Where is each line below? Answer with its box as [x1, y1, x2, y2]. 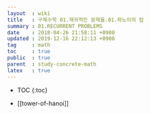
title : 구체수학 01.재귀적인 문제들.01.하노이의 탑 [7, 16, 144, 23]
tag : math [7, 42, 51, 48]
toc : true [7, 48, 51, 55]
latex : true [7, 67, 51, 74]
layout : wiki [7, 10, 51, 17]
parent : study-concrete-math [7, 61, 97, 68]
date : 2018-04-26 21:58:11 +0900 [7, 29, 115, 36]
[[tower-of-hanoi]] [16, 99, 69, 107]
